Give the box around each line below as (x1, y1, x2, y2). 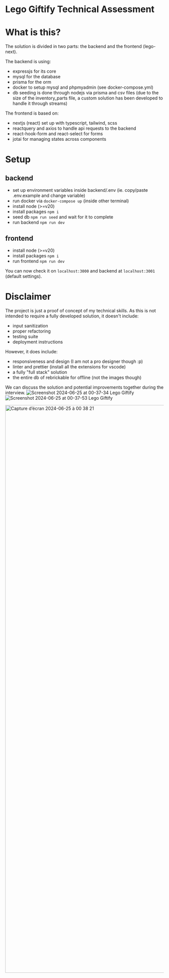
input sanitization (12, 322, 48, 329)
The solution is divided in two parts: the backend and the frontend (5, 43, 142, 49)
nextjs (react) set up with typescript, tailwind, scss (12, 120, 117, 126)
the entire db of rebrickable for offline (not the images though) (12, 374, 142, 381)
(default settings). (5, 273, 42, 279)
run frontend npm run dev (12, 258, 65, 264)
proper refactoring (12, 328, 51, 334)
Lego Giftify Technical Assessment (5, 4, 155, 15)
